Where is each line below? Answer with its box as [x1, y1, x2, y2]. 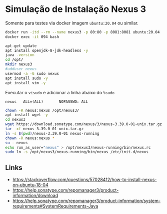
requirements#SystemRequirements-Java [12, 203, 98, 209]
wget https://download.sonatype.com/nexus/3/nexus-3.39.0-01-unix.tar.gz [5, 122, 162, 127]
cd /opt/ [5, 57, 23, 62]
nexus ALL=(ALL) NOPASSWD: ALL [5, 99, 88, 104]
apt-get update [5, 43, 37, 48]
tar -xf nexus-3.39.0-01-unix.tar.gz [5, 126, 84, 132]
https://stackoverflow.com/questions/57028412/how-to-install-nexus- [12, 177, 157, 183]
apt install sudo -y [5, 76, 48, 81]
